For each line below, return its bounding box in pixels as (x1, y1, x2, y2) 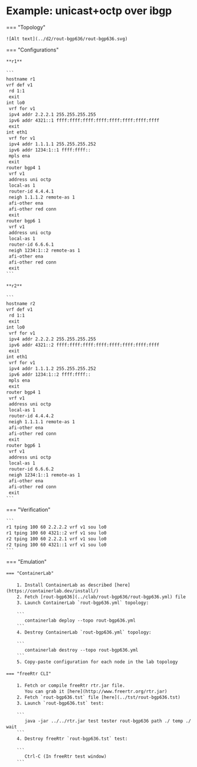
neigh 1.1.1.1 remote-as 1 (8, 418, 75, 425)
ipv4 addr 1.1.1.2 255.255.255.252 (8, 365, 96, 372)
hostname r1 (6, 76, 35, 82)
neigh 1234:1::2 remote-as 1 (8, 247, 81, 253)
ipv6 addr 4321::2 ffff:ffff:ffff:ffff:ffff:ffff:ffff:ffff (8, 342, 160, 348)
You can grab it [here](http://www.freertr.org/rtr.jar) (24, 688, 168, 694)
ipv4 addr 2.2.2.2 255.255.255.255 (8, 336, 96, 342)
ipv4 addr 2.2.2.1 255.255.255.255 (8, 111, 96, 118)
